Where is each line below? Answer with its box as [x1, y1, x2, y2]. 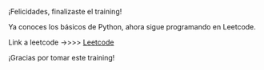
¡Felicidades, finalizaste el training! [8, 7, 122, 16]
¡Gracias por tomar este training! [8, 53, 115, 62]
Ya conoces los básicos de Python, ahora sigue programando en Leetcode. [8, 22, 256, 31]
